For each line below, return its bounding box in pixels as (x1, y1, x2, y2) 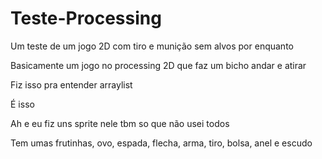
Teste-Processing (10, 7, 162, 30)
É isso (10, 98, 35, 110)
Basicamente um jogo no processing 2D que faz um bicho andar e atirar (10, 59, 307, 71)
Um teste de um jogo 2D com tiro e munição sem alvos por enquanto (10, 40, 294, 52)
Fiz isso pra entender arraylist (10, 78, 133, 91)
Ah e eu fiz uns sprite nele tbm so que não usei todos (10, 117, 230, 129)
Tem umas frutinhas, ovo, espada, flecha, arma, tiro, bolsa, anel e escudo (10, 137, 313, 149)
